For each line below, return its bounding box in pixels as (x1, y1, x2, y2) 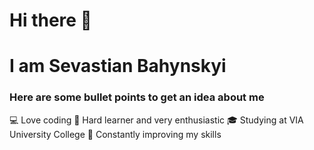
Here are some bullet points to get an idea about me (9, 90, 265, 104)
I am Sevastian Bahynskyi (9, 55, 227, 78)
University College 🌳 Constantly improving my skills (9, 128, 222, 140)
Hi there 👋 (9, 9, 92, 32)
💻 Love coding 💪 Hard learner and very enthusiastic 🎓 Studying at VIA (9, 114, 304, 126)
